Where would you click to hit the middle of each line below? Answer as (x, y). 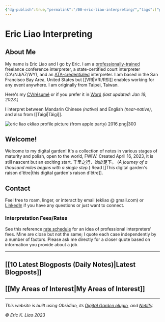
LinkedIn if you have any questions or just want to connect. (65, 205)
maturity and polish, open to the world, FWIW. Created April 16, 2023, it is (79, 156)
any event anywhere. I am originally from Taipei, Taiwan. (62, 85)
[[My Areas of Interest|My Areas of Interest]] (75, 289)
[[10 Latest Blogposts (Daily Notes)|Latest (70, 264)
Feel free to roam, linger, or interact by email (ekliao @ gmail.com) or (74, 200)
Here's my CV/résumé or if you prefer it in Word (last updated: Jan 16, (76, 94)
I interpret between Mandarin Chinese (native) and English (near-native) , (79, 109)
